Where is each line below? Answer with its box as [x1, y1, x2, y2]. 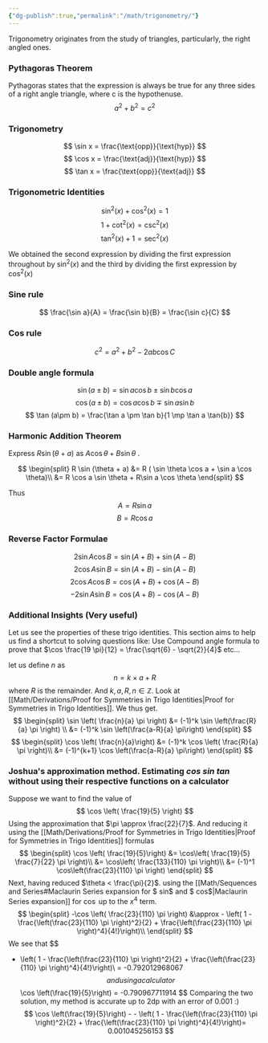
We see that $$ [8, 939, 59, 948]
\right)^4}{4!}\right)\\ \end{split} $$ [76, 926, 193, 935]
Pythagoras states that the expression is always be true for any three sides [8, 80, 255, 90]
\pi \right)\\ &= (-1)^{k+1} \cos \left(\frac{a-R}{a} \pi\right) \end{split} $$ [16, 745, 254, 755]
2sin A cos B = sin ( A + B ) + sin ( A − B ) [73, 552, 197, 561]
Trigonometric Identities [8, 186, 105, 198]
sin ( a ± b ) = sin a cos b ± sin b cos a [77, 385, 193, 394]
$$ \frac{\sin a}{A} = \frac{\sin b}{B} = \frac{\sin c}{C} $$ [39, 307, 231, 317]
